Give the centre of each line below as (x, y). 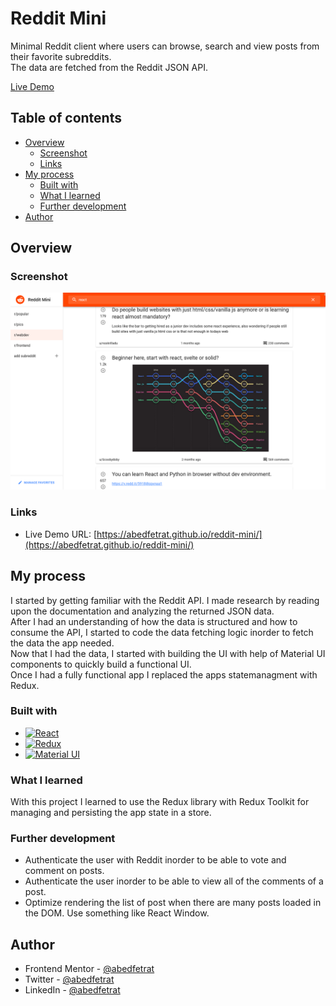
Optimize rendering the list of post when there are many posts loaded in (173, 903)
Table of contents (66, 118)
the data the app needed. (62, 643)
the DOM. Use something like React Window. (117, 913)
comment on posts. (64, 871)
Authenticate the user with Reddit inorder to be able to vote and (155, 860)
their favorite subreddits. (61, 56)
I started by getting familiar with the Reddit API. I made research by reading (165, 600)
